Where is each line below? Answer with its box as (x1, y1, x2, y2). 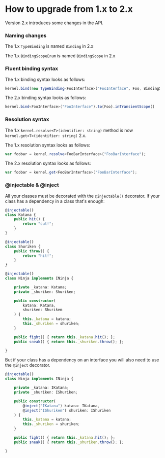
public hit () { (14, 217, 45, 222)
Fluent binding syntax (5, 65, 58, 72)
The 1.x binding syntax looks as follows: (5, 76, 85, 82)
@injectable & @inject (5, 181, 59, 188)
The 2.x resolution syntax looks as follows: (5, 160, 91, 166)
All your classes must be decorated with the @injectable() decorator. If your (5, 193, 160, 199)
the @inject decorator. (5, 362, 51, 368)
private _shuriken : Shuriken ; (14, 289, 76, 294)
